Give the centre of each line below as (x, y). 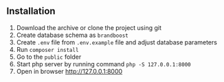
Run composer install (47, 49)
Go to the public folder (49, 57)
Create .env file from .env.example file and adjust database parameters (117, 42)
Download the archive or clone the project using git (89, 27)
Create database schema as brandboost (72, 35)
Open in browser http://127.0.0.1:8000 (69, 71)
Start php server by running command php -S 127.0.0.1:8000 (103, 64)
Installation (31, 11)
